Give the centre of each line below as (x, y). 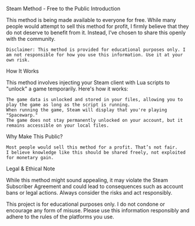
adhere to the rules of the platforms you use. (60, 217)
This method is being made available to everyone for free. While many (91, 20)
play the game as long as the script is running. (68, 105)
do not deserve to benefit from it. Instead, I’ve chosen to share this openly (96, 33)
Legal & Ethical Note (31, 169)
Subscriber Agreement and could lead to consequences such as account (95, 186)
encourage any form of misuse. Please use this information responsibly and (98, 210)
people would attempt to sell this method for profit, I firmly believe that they (97, 26)
